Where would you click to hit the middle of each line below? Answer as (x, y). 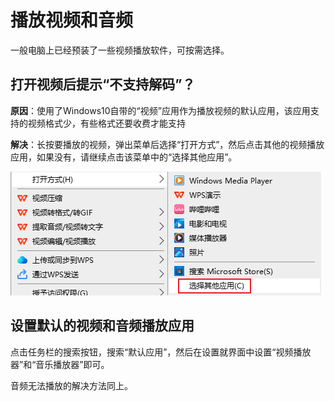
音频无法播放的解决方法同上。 (71, 385)
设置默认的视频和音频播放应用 (102, 326)
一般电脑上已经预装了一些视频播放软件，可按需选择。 (120, 50)
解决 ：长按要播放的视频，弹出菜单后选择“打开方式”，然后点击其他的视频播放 (167, 144)
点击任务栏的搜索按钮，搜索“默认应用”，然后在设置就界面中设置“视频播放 (161, 352)
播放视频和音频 (72, 20)
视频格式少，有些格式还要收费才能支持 (106, 123)
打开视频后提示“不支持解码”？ (103, 84)
